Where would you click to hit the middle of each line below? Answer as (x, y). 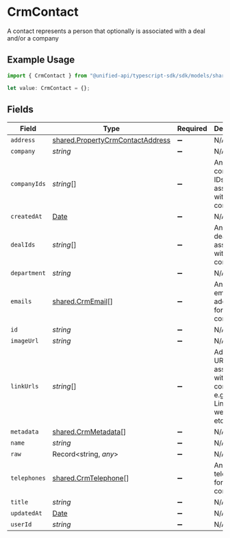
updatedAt (26, 513)
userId (21, 525)
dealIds (23, 245)
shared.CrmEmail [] (82, 301)
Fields (21, 109)
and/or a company (33, 38)
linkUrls (25, 386)
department (28, 273)
